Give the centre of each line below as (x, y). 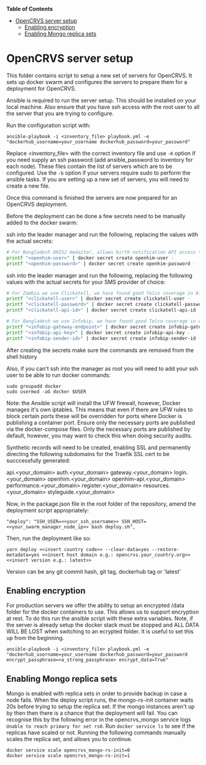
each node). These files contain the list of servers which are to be (90, 166)
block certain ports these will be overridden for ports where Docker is (94, 416)
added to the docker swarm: (42, 223)
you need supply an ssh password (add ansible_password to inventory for (100, 159)
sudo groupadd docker (34, 386)
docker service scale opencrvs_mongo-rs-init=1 (68, 756)
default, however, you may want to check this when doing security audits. (99, 435)
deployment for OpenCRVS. (41, 88)
